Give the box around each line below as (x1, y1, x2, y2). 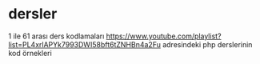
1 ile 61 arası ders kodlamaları (8, 31, 105, 41)
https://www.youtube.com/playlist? (106, 31, 222, 41)
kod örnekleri (8, 48, 52, 58)
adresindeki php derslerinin (162, 39, 253, 49)
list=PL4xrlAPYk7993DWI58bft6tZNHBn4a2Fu (8, 39, 162, 49)
